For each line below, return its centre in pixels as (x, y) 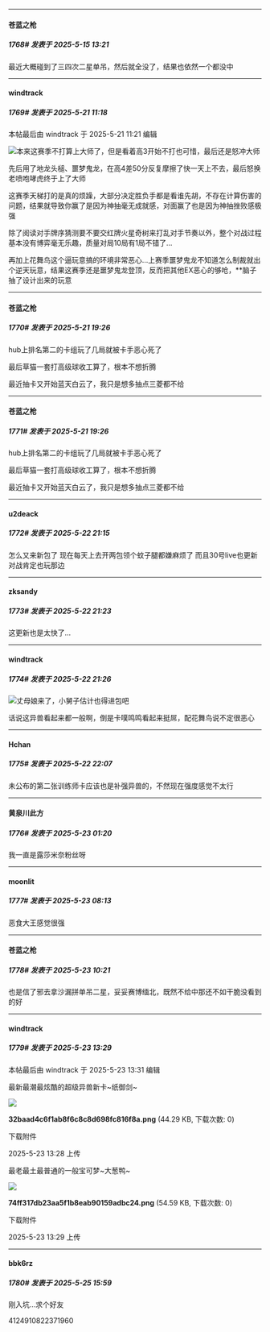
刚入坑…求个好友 (36, 1305)
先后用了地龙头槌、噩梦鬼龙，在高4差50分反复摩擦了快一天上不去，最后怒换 (135, 168)
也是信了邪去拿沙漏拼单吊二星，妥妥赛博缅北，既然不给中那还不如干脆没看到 (135, 992)
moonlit (21, 881)
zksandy (23, 591)
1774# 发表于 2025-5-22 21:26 (60, 678)
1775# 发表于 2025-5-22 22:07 (60, 764)
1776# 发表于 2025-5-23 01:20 (60, 833)
